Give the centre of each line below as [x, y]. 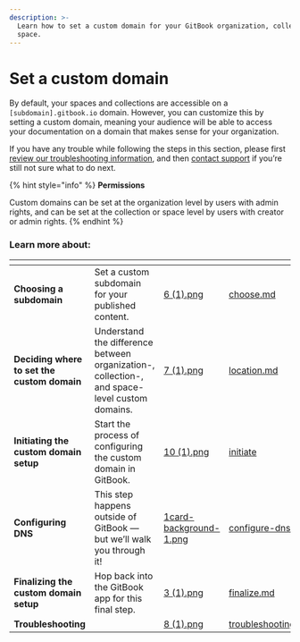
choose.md [252, 294]
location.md [254, 370]
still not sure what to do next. [62, 168]
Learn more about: [50, 245]
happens [112, 505]
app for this [118, 598]
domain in [115, 469]
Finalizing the [43, 581]
